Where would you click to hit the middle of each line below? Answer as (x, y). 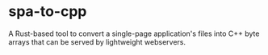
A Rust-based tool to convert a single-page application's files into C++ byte (134, 33)
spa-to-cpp (48, 12)
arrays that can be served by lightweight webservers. (97, 41)
